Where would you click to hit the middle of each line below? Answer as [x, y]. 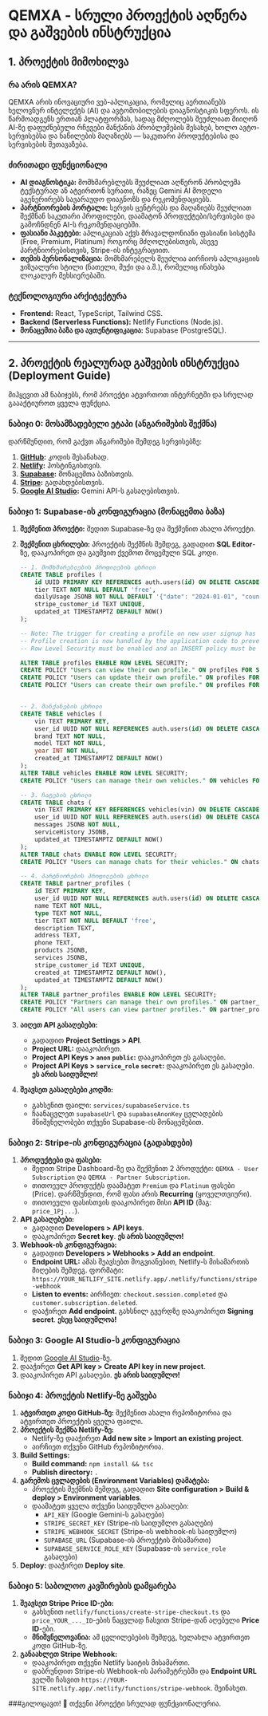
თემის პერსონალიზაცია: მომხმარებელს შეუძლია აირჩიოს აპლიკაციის [140, 258]
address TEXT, [58, 936]
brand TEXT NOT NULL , [70, 736]
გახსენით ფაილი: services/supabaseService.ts [110, 1105]
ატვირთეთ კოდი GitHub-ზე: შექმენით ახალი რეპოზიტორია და [126, 1412]
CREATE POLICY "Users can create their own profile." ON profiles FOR [140, 685]
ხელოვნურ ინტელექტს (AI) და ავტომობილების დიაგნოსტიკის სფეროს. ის [134, 110]
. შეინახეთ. [229, 1688]
